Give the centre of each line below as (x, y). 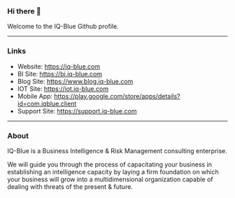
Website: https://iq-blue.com (59, 66)
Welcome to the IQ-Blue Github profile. (63, 27)
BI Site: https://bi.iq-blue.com (60, 73)
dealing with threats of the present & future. (70, 186)
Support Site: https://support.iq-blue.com (77, 111)
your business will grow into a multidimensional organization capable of (110, 179)
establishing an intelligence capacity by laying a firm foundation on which (113, 171)
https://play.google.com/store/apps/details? (117, 96)
